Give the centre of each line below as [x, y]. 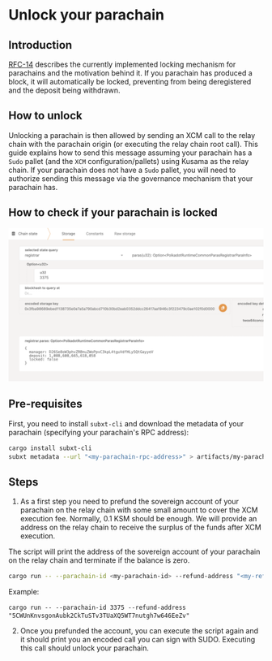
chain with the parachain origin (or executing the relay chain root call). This [134, 144]
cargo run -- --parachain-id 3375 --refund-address [97, 608]
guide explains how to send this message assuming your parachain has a [130, 153]
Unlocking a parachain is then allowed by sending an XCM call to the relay [132, 135]
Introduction [40, 45]
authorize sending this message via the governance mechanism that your [131, 178]
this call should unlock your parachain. [85, 648]
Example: [24, 592]
